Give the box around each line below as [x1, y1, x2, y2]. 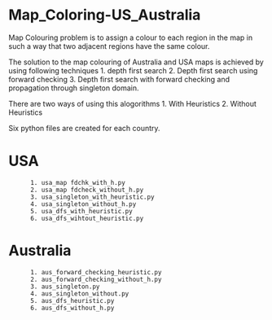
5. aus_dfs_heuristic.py [29, 296, 115, 305]
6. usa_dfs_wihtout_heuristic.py [29, 214, 144, 222]
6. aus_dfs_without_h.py [29, 304, 115, 312]
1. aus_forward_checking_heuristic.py [29, 268, 162, 276]
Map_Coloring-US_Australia [8, 6, 201, 24]
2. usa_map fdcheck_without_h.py [29, 186, 144, 194]
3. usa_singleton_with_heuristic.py [29, 193, 155, 201]
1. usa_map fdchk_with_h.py [29, 178, 126, 186]
